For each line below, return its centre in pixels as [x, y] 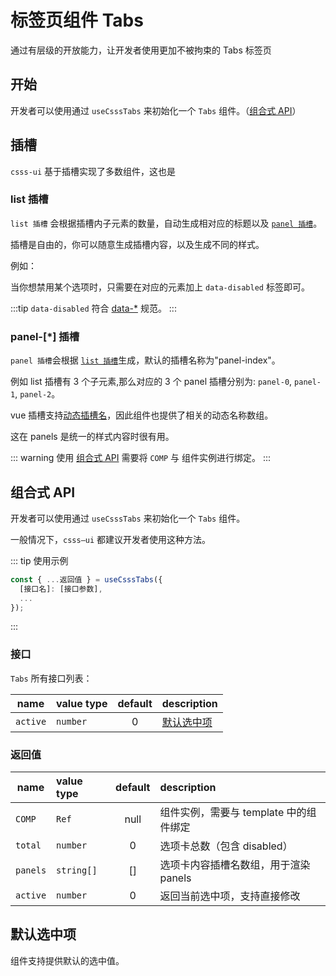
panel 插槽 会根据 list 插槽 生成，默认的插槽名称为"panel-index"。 [145, 360]
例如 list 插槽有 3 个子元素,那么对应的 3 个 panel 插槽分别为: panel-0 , [151, 382]
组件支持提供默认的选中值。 [67, 960]
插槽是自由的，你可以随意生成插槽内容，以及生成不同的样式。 [137, 244]
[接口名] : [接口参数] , [61, 589]
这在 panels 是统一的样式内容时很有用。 [92, 437]
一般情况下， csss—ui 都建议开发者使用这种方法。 [111, 539]
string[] [77, 870]
